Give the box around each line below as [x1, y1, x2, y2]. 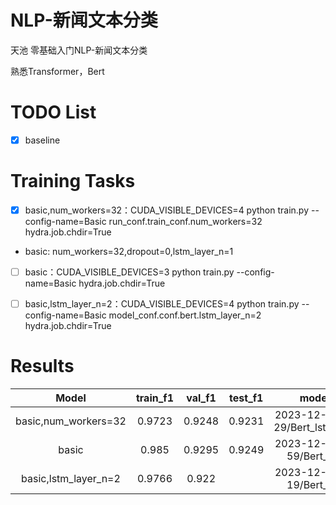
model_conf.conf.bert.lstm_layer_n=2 [108, 309, 262, 321]
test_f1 [229, 391, 264, 405]
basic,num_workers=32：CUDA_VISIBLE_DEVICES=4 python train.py [24, 204, 310, 216]
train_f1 [135, 391, 175, 405]
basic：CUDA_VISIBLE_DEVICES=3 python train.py [24, 266, 235, 278]
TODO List [10, 101, 97, 124]
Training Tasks [10, 170, 136, 193]
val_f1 [186, 391, 217, 405]
